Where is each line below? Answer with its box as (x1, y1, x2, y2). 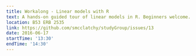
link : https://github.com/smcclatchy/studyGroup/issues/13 (6, 24, 154, 31)
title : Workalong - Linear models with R (6, 8, 109, 15)
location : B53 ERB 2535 (6, 19, 65, 25)
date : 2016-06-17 (6, 30, 49, 36)
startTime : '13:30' (6, 36, 54, 41)
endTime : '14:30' (6, 41, 49, 47)
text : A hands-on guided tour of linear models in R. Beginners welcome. (6, 14, 191, 20)
